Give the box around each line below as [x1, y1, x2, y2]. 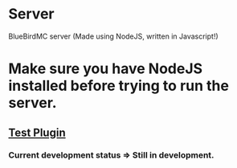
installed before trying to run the [8, 77, 229, 95]
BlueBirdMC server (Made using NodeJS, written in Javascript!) [8, 31, 219, 41]
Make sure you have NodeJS [8, 59, 203, 78]
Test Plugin [8, 125, 66, 139]
